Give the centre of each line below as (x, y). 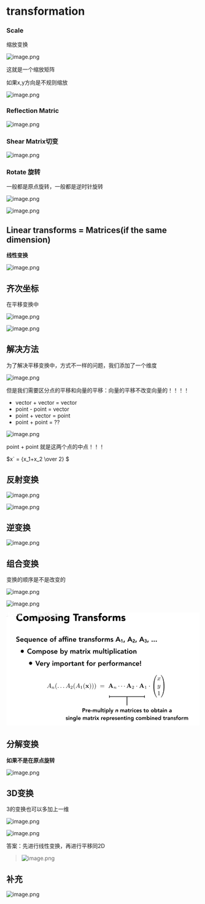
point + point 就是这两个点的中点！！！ (56, 446)
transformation (46, 11)
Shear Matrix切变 (32, 141)
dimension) (29, 240)
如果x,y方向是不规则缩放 (37, 83)
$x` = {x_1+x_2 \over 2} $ (38, 459)
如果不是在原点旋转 (31, 760)
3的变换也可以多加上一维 (38, 809)
